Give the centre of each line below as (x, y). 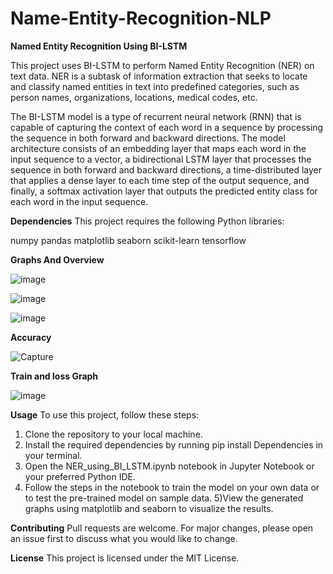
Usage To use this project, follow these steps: (105, 414)
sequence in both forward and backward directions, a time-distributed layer (166, 169)
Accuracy (31, 337)
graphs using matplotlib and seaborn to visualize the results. (149, 508)
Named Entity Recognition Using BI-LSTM (99, 46)
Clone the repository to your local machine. (113, 434)
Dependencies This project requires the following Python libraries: (147, 221)
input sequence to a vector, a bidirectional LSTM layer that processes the (161, 159)
